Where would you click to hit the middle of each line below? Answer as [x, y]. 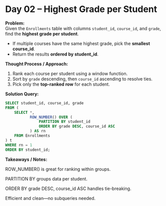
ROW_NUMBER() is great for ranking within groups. [58, 169]
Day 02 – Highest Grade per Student [81, 9]
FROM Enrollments [32, 136]
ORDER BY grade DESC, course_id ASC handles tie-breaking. [68, 188]
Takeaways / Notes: [26, 159]
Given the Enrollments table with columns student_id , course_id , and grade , [83, 28]
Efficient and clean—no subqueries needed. [50, 198]
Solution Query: [22, 94]
